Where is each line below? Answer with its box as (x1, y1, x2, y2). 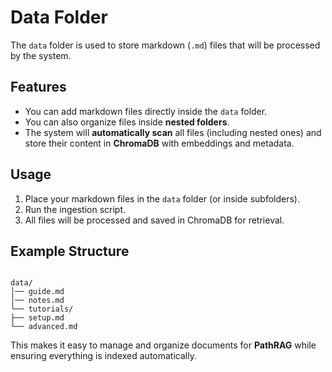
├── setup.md (10, 313, 65, 323)
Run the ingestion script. (24, 203, 126, 215)
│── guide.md (10, 287, 65, 297)
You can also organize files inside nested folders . (24, 116, 230, 128)
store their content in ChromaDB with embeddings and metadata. (24, 137, 295, 149)
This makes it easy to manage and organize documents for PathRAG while (10, 339, 317, 351)
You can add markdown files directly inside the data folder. (24, 105, 268, 117)
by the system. (10, 49, 72, 61)
